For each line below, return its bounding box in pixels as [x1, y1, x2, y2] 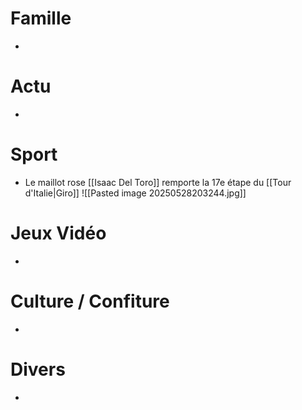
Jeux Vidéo [10, 222, 107, 244]
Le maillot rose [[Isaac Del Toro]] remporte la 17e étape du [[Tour [24, 176, 292, 188]
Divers [10, 358, 66, 381]
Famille [10, 7, 72, 30]
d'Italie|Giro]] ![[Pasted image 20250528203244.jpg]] [24, 187, 247, 199]
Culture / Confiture [10, 290, 170, 312]
